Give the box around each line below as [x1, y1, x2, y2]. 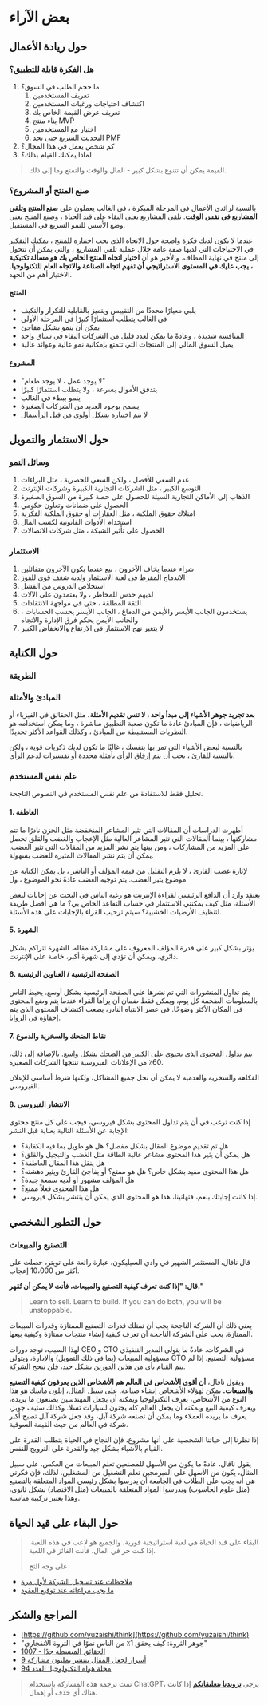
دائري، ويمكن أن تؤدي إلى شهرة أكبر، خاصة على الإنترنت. [9, 951, 179, 961]
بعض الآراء [9, 8, 70, 26]
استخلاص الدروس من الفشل [20, 581, 106, 590]
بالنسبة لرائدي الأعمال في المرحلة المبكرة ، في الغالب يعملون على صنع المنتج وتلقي [9, 204, 257, 213]
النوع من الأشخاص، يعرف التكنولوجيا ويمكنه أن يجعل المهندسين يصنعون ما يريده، [9, 1394, 246, 1404]
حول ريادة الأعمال [9, 40, 87, 54]
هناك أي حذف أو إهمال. [28, 1687, 98, 1697]
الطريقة [9, 670, 37, 681]
